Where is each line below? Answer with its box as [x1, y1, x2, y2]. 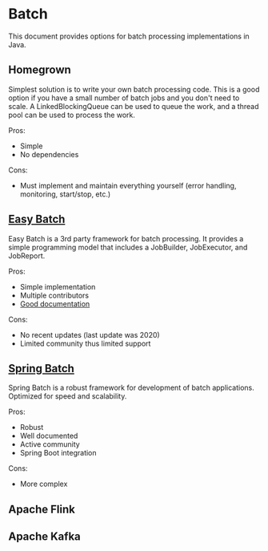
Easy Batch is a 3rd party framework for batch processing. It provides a [8, 233, 244, 243]
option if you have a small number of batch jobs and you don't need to [8, 93, 240, 103]
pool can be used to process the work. [8, 110, 136, 120]
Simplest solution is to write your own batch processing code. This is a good [8, 84, 260, 94]
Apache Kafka [8, 530, 82, 544]
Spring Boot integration [19, 448, 98, 458]
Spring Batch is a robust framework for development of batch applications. [8, 383, 254, 393]
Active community [19, 440, 80, 449]
